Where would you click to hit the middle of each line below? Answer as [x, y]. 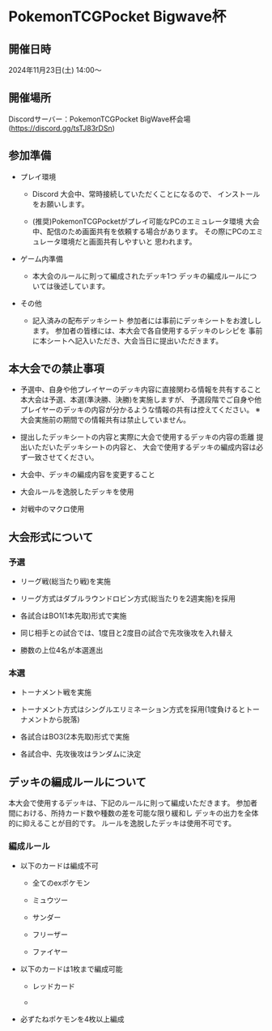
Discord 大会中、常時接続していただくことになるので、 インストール [146, 194]
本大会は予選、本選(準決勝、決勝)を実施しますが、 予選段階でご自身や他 [140, 400]
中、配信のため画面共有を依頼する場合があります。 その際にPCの [140, 231]
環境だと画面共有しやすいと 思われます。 [128, 241]
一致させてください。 [63, 458]
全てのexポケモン [61, 883]
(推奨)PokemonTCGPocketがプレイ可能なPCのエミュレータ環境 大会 [146, 221]
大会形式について [51, 537]
